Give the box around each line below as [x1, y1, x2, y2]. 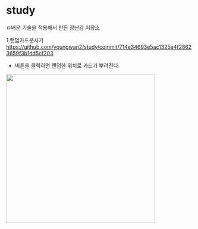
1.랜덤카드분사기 [6, 36, 43, 43]
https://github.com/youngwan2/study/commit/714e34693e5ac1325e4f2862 [6, 43, 192, 51]
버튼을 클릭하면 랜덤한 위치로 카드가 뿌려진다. [14, 62, 120, 69]
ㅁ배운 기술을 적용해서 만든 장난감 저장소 [6, 24, 100, 31]
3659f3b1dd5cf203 [6, 49, 54, 57]
